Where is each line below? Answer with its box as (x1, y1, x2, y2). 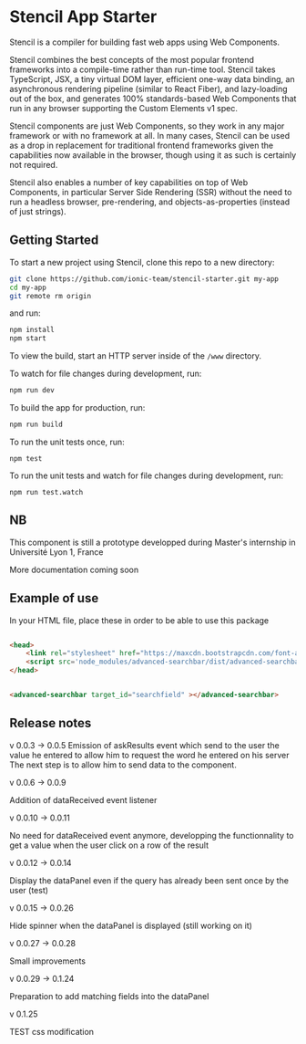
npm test (9, 454, 43, 463)
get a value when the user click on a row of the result (9, 840, 209, 851)
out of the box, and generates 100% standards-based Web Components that (9, 93, 297, 104)
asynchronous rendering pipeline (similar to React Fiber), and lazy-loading (9, 83, 288, 94)
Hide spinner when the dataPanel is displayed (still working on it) (9, 920, 253, 931)
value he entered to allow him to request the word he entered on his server (9, 749, 290, 760)
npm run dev (9, 386, 55, 395)
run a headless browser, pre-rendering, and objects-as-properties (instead (9, 196, 291, 207)
